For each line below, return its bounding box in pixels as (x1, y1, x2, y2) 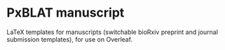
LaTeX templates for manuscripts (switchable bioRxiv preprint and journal (6, 28, 219, 36)
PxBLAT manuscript (6, 5, 125, 21)
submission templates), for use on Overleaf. (6, 35, 133, 43)
